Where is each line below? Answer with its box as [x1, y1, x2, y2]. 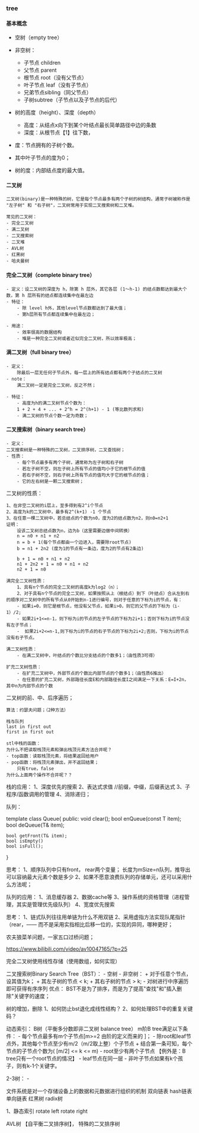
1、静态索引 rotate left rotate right [6, 1107, 88, 1115]
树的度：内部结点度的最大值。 [14, 167, 88, 174]
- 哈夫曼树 [6, 258, 30, 264]
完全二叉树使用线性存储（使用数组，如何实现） [6, 957, 120, 964]
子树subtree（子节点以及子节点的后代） [23, 96, 120, 103]
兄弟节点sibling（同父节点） [23, 89, 92, 96]
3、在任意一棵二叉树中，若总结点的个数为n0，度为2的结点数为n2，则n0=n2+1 [6, 515, 169, 521]
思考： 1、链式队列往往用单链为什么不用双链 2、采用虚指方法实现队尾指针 [6, 913, 186, 920]
